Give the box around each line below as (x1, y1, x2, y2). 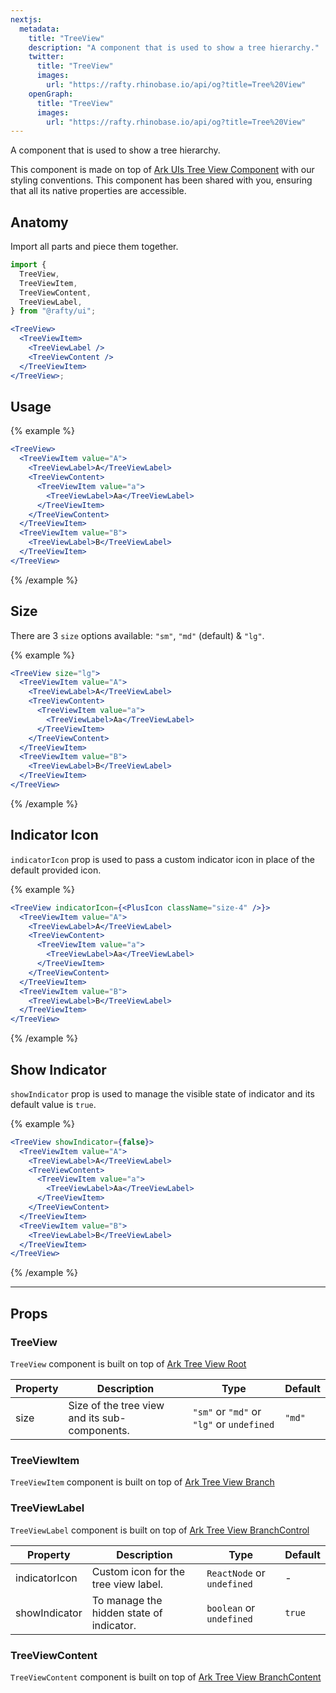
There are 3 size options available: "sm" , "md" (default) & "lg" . (10, 629, 265, 641)
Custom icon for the (91, 1564, 186, 1578)
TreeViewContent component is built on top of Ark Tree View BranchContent (10, 1671, 322, 1683)
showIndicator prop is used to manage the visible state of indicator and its (10, 1087, 315, 1100)
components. (68, 1424, 130, 1437)
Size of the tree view (68, 1399, 165, 1412)
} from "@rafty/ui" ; (10, 306, 97, 316)
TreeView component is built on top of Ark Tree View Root (10, 1358, 247, 1370)
